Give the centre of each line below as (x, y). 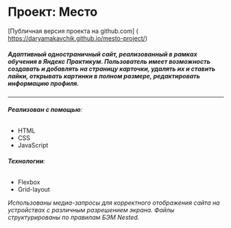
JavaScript (33, 146)
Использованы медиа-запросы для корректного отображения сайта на (114, 203)
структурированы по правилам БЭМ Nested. (74, 218)
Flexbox (29, 182)
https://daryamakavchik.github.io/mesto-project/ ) (78, 38)
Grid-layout (34, 190)
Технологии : (26, 161)
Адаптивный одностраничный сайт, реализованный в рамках (102, 54)
